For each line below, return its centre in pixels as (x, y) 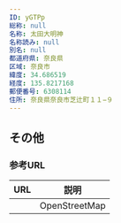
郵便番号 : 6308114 (41, 91)
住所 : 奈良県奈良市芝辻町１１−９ (61, 100)
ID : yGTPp (27, 17)
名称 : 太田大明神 (36, 34)
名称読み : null (34, 42)
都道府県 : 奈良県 (36, 58)
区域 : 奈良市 (30, 67)
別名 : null (28, 50)
